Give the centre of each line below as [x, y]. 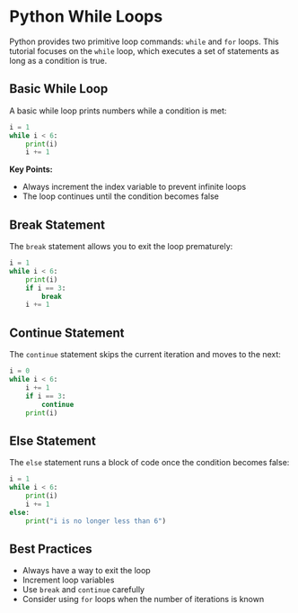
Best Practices [51, 549]
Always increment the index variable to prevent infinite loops [134, 187]
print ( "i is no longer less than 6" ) [96, 521]
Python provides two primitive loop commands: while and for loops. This [145, 41]
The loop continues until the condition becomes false [121, 196]
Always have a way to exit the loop [86, 571]
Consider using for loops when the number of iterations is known [143, 599]
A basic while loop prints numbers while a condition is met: [118, 111]
